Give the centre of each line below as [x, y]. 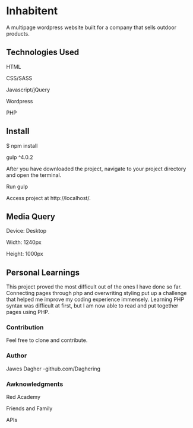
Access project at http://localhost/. [48, 198]
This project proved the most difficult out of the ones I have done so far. [94, 287]
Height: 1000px [25, 254]
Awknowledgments [35, 384]
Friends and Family [29, 408]
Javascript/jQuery [28, 90]
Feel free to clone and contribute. [47, 340]
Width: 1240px [24, 242]
